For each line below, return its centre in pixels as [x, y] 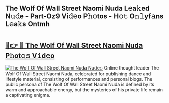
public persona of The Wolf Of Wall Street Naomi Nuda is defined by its [80, 84]
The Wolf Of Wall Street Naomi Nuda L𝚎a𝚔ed [77, 8]
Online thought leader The [132, 68]
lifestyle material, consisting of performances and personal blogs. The [79, 79]
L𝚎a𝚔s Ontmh [27, 24]
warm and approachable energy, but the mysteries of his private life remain [84, 90]
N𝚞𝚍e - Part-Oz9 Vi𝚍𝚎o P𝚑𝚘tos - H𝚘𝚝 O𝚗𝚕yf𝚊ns [84, 16]
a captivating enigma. [28, 95]
